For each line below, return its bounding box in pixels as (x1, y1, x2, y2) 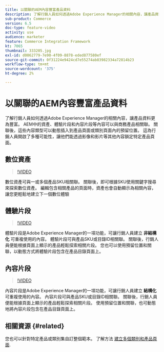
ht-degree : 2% (5, 71, 34, 76)
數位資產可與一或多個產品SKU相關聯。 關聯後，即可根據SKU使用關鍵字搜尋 (5, 178, 157, 184)
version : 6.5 (5, 21, 32, 26)
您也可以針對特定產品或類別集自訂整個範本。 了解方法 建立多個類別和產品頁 (5, 336, 157, 342)
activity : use (5, 30, 34, 35)
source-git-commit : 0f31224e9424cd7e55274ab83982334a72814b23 (5, 57, 134, 62)
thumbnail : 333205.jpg (5, 48, 51, 53)
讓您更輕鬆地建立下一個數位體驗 (5, 191, 69, 197)
